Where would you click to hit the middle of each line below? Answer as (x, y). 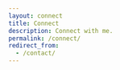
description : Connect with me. (61, 31)
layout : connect (35, 16)
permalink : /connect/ (45, 38)
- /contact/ (36, 53)
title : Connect (34, 23)
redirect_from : (34, 46)
